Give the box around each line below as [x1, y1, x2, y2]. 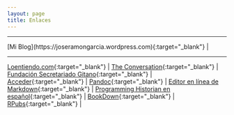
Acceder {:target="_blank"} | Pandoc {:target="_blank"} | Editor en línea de [7, 77, 219, 86]
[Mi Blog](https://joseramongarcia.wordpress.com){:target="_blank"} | [7, 43, 209, 51]
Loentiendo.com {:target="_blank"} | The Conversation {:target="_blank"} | [7, 62, 219, 70]
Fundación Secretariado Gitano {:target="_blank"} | [7, 70, 153, 78]
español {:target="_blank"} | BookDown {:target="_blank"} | [7, 92, 175, 100]
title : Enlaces [7, 17, 52, 24]
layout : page [7, 10, 45, 17]
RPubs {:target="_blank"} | [7, 99, 82, 108]
